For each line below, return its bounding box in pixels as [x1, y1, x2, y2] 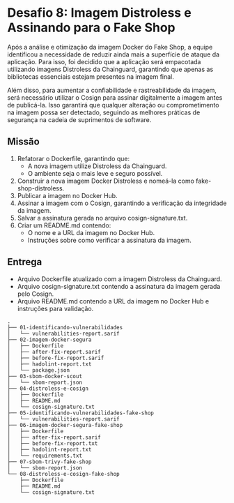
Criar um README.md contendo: [17, 221, 111, 230]
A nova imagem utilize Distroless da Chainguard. [27, 162, 167, 170]
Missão [7, 136, 40, 148]
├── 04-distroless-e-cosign [7, 385, 89, 392]
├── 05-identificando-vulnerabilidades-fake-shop [7, 410, 155, 416]
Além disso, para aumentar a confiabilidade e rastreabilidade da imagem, [7, 86, 217, 94]
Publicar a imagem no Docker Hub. [17, 191, 118, 200]
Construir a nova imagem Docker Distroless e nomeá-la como [17, 177, 195, 185]
